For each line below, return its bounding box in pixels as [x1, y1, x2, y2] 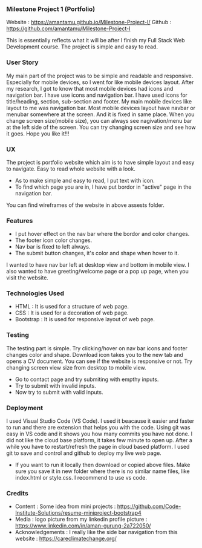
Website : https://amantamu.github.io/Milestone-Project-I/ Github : [6, 19, 172, 26]
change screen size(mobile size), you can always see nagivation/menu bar [6, 117, 192, 124]
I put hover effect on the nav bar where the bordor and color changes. [15, 230, 190, 238]
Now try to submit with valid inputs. [15, 388, 103, 396]
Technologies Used [6, 289, 65, 298]
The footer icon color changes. [15, 236, 93, 244]
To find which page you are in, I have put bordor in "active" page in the [15, 183, 192, 191]
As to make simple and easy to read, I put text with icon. [15, 177, 155, 184]
